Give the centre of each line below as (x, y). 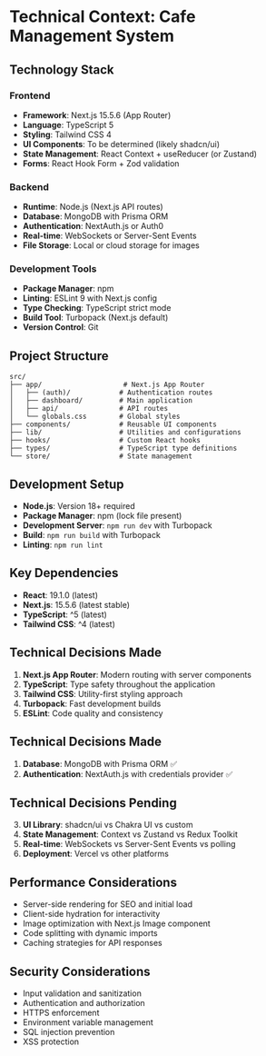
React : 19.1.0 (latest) (60, 595)
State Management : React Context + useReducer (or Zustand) (139, 154)
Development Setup (67, 484)
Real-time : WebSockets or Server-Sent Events (109, 236)
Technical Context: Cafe (103, 17)
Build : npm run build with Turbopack (91, 535)
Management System (92, 36)
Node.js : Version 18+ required (79, 506)
